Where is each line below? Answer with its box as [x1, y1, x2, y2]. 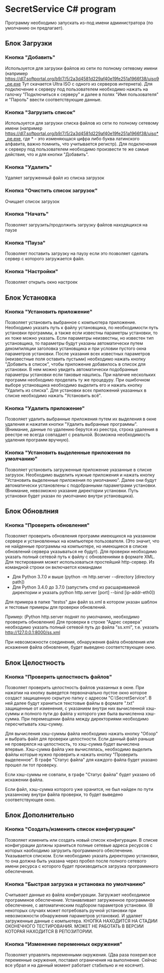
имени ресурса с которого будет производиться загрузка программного [5, 863, 159, 869]
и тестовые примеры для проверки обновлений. [5, 604, 107, 610]
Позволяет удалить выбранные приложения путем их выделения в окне [5, 416, 157, 422]
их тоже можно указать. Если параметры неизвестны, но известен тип [5, 335, 154, 341]
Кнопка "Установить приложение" [5, 308, 93, 315]
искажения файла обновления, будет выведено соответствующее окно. [5, 644, 157, 650]
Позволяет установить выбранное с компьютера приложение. [5, 319, 137, 325]
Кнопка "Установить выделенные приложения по [5, 449, 131, 456]
